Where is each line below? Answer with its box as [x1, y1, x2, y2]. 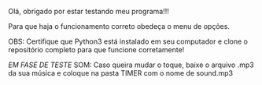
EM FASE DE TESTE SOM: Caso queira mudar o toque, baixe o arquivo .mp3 [8, 60, 254, 69]
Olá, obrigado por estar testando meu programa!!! [8, 7, 169, 16]
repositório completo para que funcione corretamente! [8, 45, 185, 54]
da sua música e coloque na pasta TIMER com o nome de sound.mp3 [8, 69, 234, 77]
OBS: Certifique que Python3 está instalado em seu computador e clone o [8, 37, 248, 46]
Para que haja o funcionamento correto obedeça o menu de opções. [8, 22, 231, 30]
